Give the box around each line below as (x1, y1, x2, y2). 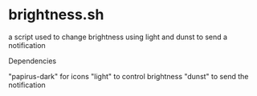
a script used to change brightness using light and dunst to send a (8, 32, 227, 42)
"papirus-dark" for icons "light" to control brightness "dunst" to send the (8, 71, 249, 81)
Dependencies (8, 56, 57, 66)
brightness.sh (8, 6, 104, 24)
